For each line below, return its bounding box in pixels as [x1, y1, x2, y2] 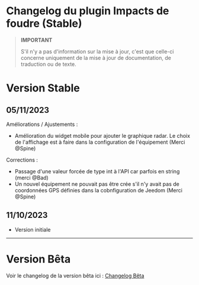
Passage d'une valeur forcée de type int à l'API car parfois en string [14, 167, 180, 175]
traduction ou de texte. [20, 61, 77, 68]
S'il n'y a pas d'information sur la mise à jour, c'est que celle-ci [20, 47, 174, 55]
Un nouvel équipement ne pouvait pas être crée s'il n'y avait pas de [14, 180, 179, 188]
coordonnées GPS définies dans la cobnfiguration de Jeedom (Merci [14, 186, 182, 194]
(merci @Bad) [14, 174, 49, 181]
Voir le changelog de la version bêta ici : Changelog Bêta [6, 272, 145, 279]
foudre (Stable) [6, 17, 82, 30]
